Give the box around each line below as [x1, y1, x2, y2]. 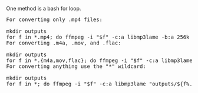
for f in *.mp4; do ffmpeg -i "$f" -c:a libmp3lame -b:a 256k [6, 34, 190, 40]
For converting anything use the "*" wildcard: [6, 63, 146, 70]
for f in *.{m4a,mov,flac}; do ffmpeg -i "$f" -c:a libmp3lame [6, 57, 193, 64]
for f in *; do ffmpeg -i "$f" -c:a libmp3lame [6, 81, 146, 87]
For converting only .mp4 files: [6, 16, 103, 23]
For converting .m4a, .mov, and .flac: [6, 40, 121, 46]
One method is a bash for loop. [6, 5, 81, 12]
